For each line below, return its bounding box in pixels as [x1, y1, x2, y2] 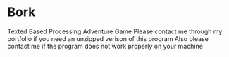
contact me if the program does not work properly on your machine [7, 42, 203, 50]
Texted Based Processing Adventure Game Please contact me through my [7, 27, 223, 35]
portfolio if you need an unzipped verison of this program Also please [7, 34, 209, 42]
